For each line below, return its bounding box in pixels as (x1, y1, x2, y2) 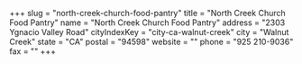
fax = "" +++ (9, 46, 57, 57)
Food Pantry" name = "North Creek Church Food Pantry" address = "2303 (9, 17, 286, 28)
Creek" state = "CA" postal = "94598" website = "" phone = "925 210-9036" (9, 36, 294, 47)
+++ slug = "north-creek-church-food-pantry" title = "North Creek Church (9, 8, 286, 18)
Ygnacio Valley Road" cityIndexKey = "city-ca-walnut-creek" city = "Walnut (9, 27, 289, 37)
